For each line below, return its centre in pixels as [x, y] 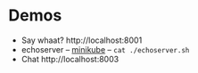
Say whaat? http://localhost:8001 [82, 40]
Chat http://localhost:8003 [70, 59]
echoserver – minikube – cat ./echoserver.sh [105, 49]
